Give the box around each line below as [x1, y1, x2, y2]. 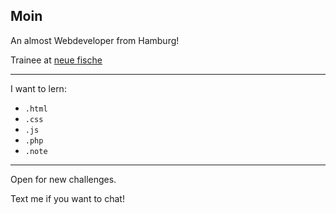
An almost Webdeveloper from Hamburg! [10, 34, 180, 46]
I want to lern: [10, 82, 67, 94]
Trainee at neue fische [10, 54, 103, 66]
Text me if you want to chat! [10, 192, 125, 204]
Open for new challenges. [10, 173, 117, 185]
